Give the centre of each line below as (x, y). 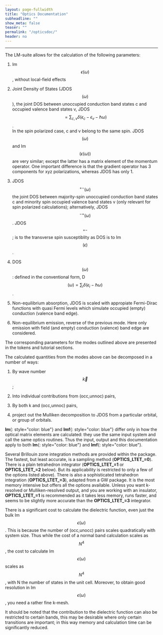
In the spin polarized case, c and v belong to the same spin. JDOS (78, 131)
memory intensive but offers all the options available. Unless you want (75, 485)
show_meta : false (23, 23)
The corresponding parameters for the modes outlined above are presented (81, 342)
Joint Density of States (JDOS (42, 89)
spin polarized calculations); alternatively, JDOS (60, 207)
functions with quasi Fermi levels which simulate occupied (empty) (79, 308)
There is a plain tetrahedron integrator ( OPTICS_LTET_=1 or (65, 464)
